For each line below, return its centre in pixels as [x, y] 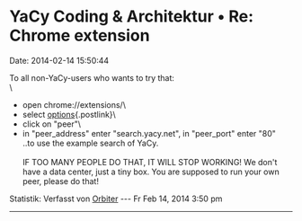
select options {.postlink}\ [69, 114]
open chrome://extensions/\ [74, 104]
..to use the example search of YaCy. [90, 143]
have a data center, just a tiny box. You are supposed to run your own [151, 172]
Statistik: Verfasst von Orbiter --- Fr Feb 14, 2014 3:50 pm [116, 199]
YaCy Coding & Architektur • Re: [132, 17]
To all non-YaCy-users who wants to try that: [92, 77]
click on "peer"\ [52, 124]
